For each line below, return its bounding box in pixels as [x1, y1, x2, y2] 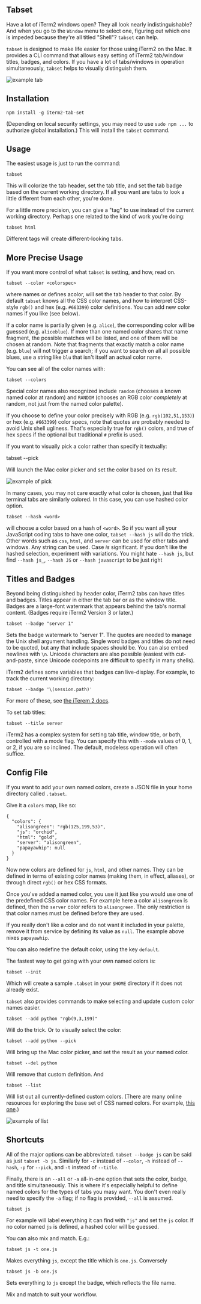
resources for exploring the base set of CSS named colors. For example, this [6, 1099, 195, 1107]
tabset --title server [6, 721, 63, 727]
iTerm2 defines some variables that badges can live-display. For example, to [6, 668, 195, 676]
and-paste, [6, 657, 34, 664]
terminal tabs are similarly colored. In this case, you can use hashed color [6, 496, 188, 503]
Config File [6, 768, 48, 778]
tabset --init [6, 969, 42, 975]
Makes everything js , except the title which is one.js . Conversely [6, 1256, 167, 1264]
